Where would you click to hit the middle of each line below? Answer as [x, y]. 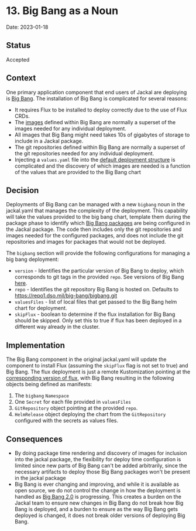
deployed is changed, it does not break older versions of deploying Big [100, 515]
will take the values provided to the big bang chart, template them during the [98, 217]
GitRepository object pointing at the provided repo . [76, 408]
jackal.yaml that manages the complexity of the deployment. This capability [97, 211]
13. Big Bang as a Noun [62, 11]
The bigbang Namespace [42, 396]
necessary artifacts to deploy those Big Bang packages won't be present [102, 472]
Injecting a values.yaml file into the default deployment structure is [95, 159]
